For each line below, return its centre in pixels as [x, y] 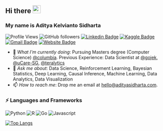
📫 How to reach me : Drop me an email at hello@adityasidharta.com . [85, 85]
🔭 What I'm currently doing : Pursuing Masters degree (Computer [81, 52]
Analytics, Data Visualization [43, 79]
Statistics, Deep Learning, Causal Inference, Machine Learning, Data [85, 73]
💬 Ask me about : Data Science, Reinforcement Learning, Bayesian [82, 68]
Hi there [18, 11]
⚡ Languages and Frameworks [44, 100]
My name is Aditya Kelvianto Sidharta [53, 25]
